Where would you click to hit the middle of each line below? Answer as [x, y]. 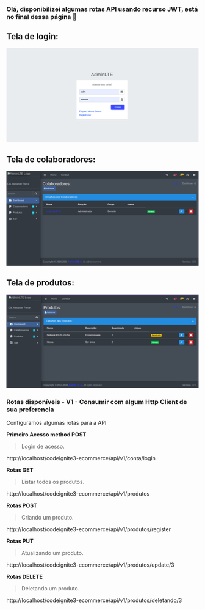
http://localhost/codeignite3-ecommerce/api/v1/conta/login [81, 458]
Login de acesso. [43, 446]
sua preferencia [30, 410]
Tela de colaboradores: [51, 160]
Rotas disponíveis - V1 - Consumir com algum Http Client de [97, 402]
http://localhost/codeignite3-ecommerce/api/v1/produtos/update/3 [91, 565]
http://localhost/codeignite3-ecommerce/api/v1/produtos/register [88, 529]
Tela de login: [33, 36]
